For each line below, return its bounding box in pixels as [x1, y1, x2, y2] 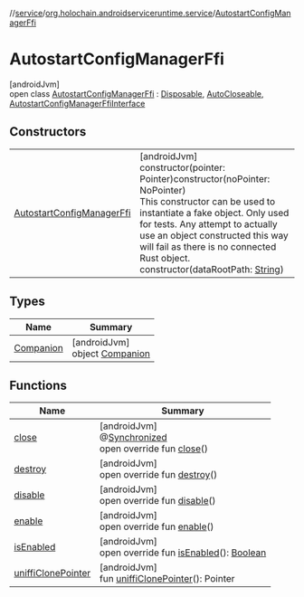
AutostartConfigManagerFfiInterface [9, 98, 146, 109]
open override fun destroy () [99, 469, 218, 481]
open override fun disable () [99, 495, 216, 507]
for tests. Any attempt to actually [139, 217, 278, 230]
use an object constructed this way [139, 229, 289, 242]
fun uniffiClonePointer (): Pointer [99, 573, 235, 585]
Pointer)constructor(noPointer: [139, 172, 271, 185]
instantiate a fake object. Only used [139, 206, 290, 219]
